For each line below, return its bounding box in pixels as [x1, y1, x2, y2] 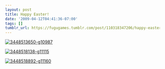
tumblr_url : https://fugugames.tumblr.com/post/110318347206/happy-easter [5, 26, 162, 31]
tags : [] [5, 21, 23, 26]
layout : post [5, 7, 32, 12]
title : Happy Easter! [5, 12, 50, 17]
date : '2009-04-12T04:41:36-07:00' [5, 16, 78, 21]
